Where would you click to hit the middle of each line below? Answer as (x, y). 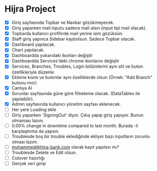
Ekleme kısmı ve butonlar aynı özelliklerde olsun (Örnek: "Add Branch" (82, 77)
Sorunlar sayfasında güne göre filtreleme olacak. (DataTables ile (76, 93)
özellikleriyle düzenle (33, 72)
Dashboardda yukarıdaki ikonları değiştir (52, 56)
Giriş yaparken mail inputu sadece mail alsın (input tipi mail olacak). (79, 28)
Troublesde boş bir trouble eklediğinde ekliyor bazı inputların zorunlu (81, 136)
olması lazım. (25, 142)
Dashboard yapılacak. (33, 44)
